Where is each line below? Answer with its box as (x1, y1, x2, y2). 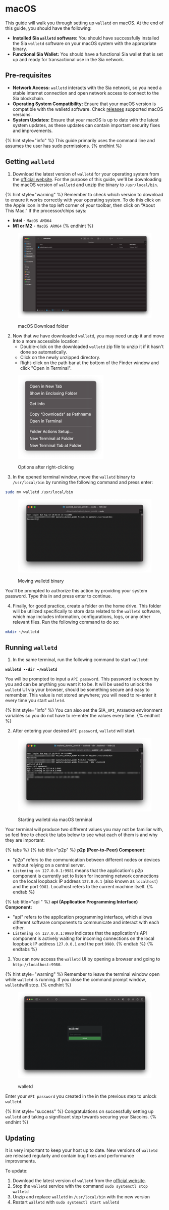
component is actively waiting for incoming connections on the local (12, 935, 155, 941)
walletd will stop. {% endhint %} (5, 982, 72, 988)
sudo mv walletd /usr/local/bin (5, 490, 73, 495)
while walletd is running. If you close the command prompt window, (5, 977, 146, 983)
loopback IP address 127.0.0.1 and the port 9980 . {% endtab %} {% (12, 941, 154, 947)
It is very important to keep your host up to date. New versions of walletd (5, 1147, 158, 1153)
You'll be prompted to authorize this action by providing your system (5, 587, 148, 593)
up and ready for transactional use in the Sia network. (12, 56, 125, 62)
